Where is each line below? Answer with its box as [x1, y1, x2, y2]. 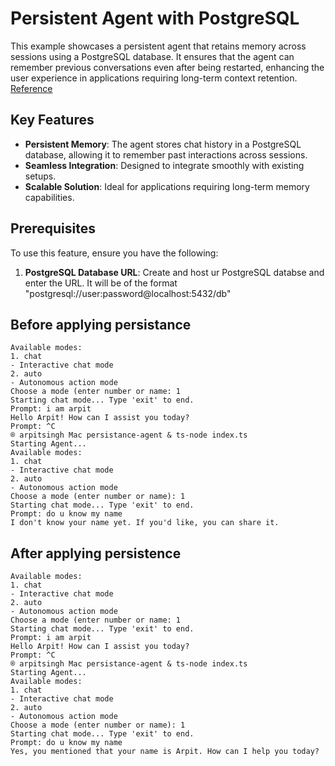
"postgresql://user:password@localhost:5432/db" [24, 287, 232, 299]
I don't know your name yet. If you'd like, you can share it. [10, 518, 280, 528]
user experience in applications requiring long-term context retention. [10, 72, 298, 84]
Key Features [10, 112, 95, 129]
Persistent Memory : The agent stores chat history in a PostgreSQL [24, 138, 302, 150]
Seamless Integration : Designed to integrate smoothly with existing [24, 159, 305, 171]
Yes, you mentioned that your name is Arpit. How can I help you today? [10, 747, 320, 757]
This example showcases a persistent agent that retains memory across [10, 40, 307, 52]
